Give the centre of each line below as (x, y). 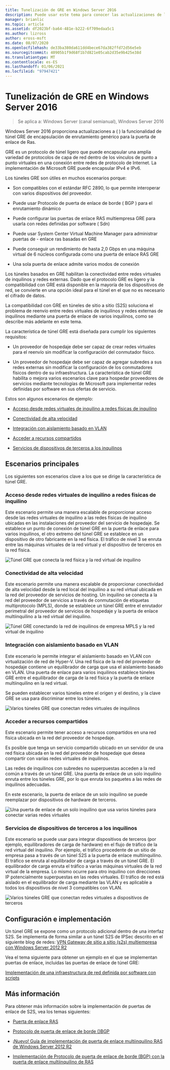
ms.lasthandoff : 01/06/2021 (35, 67)
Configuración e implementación (58, 919)
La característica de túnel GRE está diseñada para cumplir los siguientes (80, 331)
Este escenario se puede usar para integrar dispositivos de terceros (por (81, 839)
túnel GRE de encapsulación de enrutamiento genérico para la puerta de (80, 136)
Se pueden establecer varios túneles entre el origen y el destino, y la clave (83, 693)
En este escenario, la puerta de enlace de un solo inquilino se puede (76, 794)
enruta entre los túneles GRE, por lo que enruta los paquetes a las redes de (83, 779)
